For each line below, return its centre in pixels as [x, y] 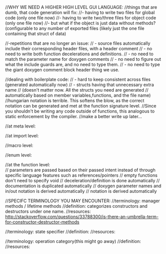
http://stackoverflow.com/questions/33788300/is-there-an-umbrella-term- [82, 217]
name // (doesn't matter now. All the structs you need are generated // [77, 90]
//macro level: [19, 145]
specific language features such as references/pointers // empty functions [81, 175]
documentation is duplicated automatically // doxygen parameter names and [83, 186]
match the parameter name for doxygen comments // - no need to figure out [83, 59]
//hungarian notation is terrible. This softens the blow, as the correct [75, 101]
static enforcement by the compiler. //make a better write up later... [74, 116]
